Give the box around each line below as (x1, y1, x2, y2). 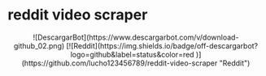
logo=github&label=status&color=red (70, 49, 194, 59)
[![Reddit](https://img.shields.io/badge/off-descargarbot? (66, 40, 259, 50)
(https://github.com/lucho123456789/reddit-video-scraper (21, 58, 218, 68)
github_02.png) (13, 40, 65, 50)
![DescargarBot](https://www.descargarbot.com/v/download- (33, 32, 239, 42)
